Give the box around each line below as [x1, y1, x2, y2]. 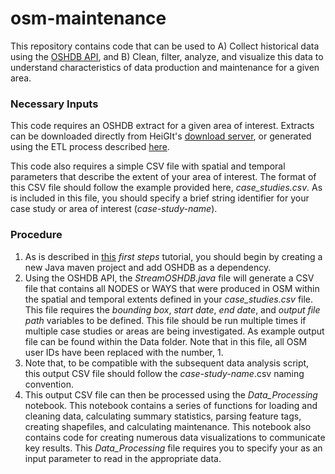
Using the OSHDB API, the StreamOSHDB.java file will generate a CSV [24, 272, 315, 284]
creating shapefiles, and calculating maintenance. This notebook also [24, 420, 312, 432]
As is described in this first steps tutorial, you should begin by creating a [24, 250, 323, 262]
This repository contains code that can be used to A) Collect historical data [10, 40, 320, 52]
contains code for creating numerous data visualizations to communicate [24, 431, 326, 443]
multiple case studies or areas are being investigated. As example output [24, 325, 325, 337]
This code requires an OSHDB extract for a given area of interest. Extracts [10, 120, 315, 132]
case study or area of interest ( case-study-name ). [10, 203, 218, 215]
